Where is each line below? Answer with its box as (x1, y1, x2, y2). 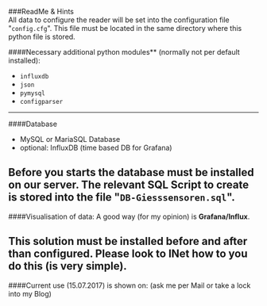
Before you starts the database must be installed (8, 166, 254, 179)
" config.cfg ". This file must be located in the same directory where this (8, 24, 242, 33)
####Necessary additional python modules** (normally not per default (8, 48, 240, 56)
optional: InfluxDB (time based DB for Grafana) (19, 143, 172, 152)
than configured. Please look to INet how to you (8, 247, 248, 261)
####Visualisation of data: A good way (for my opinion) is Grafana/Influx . (8, 212, 250, 221)
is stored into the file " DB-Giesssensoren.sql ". (8, 190, 236, 205)
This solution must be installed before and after (8, 235, 248, 248)
